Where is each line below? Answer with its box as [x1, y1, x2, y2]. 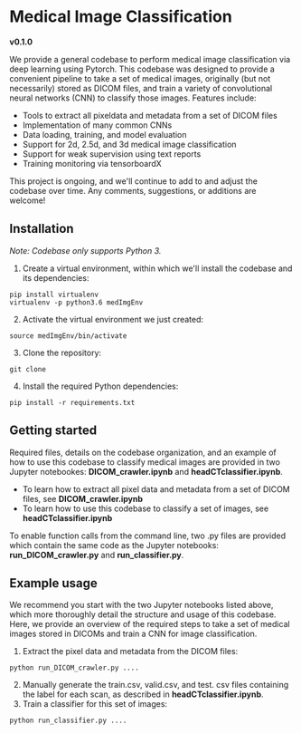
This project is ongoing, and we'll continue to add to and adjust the [9, 175, 258, 187]
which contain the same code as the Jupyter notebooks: [9, 539, 220, 550]
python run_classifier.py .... [9, 716, 127, 726]
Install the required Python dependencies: [22, 381, 179, 391]
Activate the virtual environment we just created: [22, 314, 204, 324]
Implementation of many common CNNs [22, 120, 173, 130]
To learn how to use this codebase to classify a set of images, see [22, 503, 269, 514]
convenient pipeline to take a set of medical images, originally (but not [9, 72, 271, 83]
